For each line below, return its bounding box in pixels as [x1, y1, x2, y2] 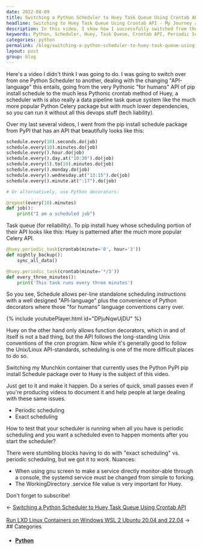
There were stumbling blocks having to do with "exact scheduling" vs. [6, 449, 180, 456]
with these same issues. [6, 395, 66, 402]
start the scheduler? [6, 438, 56, 445]
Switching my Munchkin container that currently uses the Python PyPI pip [6, 364, 189, 371]
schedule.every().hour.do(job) [6, 150, 85, 156]
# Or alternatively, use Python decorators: [6, 188, 120, 195]
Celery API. [6, 235, 34, 242]
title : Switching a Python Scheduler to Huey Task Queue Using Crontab [6, 14, 189, 21]
